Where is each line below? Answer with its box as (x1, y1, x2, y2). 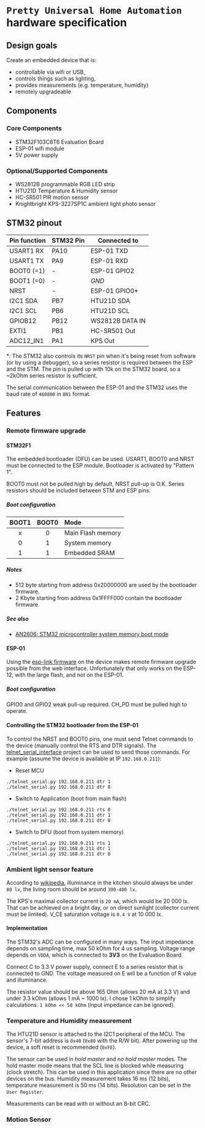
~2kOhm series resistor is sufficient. (6, 371, 98, 379)
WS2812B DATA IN (91, 316, 146, 325)
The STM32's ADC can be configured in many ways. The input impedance (6, 938, 194, 945)
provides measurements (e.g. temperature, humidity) (15, 82, 149, 89)
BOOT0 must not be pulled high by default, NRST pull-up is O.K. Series (6, 480, 185, 487)
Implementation (6, 925, 48, 932)
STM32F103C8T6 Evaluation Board (15, 138, 104, 146)
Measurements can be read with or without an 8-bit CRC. (6, 1100, 151, 1108)
